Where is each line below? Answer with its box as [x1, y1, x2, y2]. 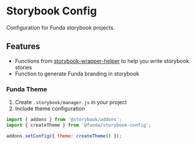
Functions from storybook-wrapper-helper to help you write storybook [14, 57, 190, 64]
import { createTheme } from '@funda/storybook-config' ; [6, 122, 152, 128]
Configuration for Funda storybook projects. [6, 24, 115, 31]
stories [14, 64, 32, 71]
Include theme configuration [14, 105, 85, 112]
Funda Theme [6, 85, 47, 93]
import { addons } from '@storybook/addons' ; [6, 117, 122, 123]
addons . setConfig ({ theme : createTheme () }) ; [6, 133, 122, 139]
